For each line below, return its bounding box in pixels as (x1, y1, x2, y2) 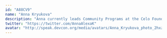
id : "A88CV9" (5, 7, 32, 12)
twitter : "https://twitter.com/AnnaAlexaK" (5, 21, 97, 26)
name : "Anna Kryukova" (5, 12, 52, 17)
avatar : (5, 26, 21, 31)
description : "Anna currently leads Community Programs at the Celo (5, 16, 150, 21)
